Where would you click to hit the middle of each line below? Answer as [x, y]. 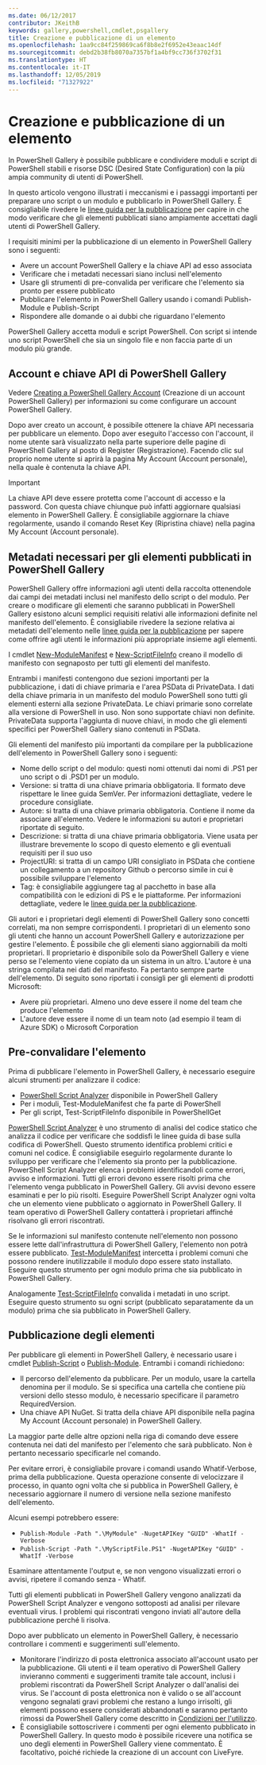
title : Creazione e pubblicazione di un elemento [92, 38]
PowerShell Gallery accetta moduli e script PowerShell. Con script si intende [133, 332]
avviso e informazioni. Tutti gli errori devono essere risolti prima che [120, 1178]
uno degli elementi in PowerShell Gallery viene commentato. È [121, 1744]
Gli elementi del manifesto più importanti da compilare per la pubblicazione [131, 745]
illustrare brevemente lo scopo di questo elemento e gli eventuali [125, 844]
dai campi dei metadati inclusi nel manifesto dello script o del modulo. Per [129, 597]
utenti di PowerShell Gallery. [54, 227]
